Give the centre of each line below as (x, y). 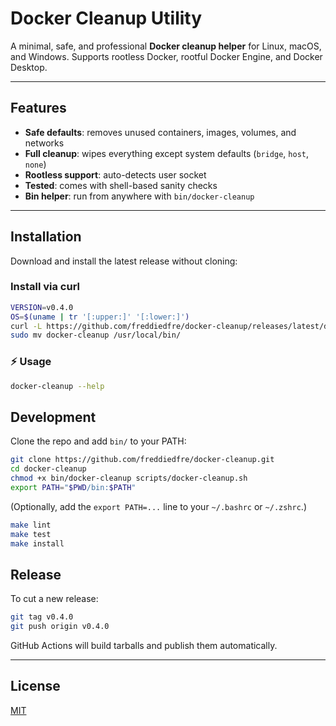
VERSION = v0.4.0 (42, 307)
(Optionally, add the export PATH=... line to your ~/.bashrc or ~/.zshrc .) (158, 506)
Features (38, 108)
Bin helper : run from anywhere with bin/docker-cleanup (139, 196)
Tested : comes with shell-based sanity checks (121, 185)
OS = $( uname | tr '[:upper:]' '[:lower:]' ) (100, 317)
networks (44, 143)
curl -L (26, 326)
